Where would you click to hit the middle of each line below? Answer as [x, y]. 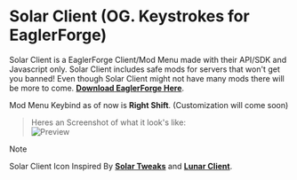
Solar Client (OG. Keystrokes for [130, 16]
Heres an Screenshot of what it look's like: [108, 122]
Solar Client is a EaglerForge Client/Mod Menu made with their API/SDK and [148, 59]
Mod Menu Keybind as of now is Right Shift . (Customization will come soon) [149, 105]
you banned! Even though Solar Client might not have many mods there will [147, 78]
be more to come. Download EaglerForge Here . [97, 88]
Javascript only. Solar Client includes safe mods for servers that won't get [144, 69]
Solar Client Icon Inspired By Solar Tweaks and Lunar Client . [121, 166]
